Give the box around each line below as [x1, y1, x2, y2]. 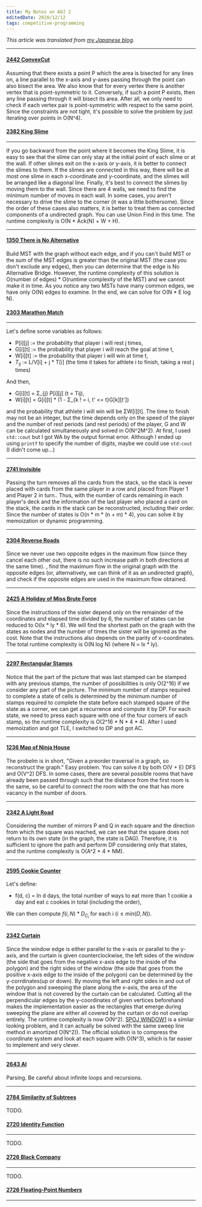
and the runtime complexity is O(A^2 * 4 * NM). [6, 848, 124, 855]
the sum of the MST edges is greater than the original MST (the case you [6, 256, 187, 264]
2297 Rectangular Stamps [6, 660, 73, 667]
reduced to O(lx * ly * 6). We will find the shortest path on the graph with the [6, 621, 195, 628]
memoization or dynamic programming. [6, 517, 104, 524]
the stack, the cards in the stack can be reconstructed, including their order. [6, 504, 195, 512]
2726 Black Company [6, 1153, 61, 1161]
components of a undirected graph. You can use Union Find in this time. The [6, 211, 195, 218]
